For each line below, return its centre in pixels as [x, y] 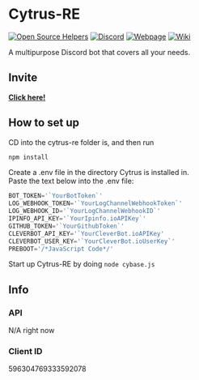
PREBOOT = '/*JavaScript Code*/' [61, 249]
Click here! [27, 97]
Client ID [25, 352]
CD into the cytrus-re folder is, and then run [81, 142]
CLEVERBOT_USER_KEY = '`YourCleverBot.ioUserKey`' [92, 241]
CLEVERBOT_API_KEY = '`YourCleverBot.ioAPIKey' [86, 233]
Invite [23, 78]
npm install [28, 157]
